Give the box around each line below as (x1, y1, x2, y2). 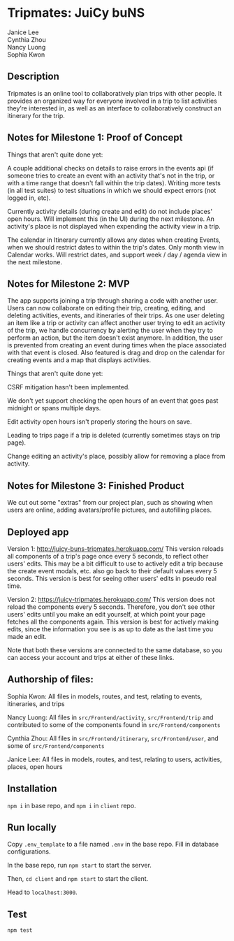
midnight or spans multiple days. (7, 404, 101, 412)
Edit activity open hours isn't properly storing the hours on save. (7, 417, 192, 426)
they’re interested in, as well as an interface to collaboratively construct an (7, 103, 221, 113)
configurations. (7, 847, 51, 856)
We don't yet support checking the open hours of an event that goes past (7, 396, 219, 405)
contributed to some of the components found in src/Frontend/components (7, 720, 221, 728)
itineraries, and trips (7, 699, 65, 707)
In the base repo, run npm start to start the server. (7, 861, 152, 870)
